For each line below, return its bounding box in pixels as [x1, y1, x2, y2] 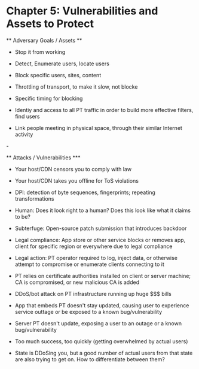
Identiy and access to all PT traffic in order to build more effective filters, [14, 106, 194, 113]
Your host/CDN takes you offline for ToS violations [14, 177, 139, 184]
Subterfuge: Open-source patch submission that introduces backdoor [14, 225, 187, 232]
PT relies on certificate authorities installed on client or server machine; [14, 272, 191, 279]
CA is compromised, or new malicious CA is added [14, 279, 139, 286]
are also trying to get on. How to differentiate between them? [14, 355, 166, 363]
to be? [14, 213, 31, 220]
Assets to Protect [6, 17, 94, 31]
